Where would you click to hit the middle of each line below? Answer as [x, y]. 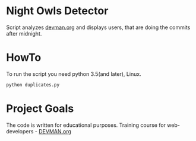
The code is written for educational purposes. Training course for [86, 125]
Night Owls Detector [57, 11]
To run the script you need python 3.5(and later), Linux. [74, 74]
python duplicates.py [33, 85]
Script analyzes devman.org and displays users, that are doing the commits [98, 27]
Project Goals [40, 108]
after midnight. [24, 33]
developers [20, 131]
